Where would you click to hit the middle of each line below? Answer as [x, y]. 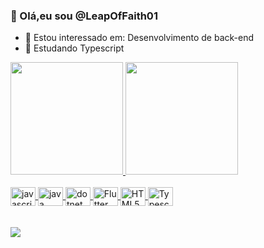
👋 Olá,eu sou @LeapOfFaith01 [84, 16]
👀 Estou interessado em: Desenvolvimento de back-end [139, 38]
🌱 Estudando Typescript [74, 48]
